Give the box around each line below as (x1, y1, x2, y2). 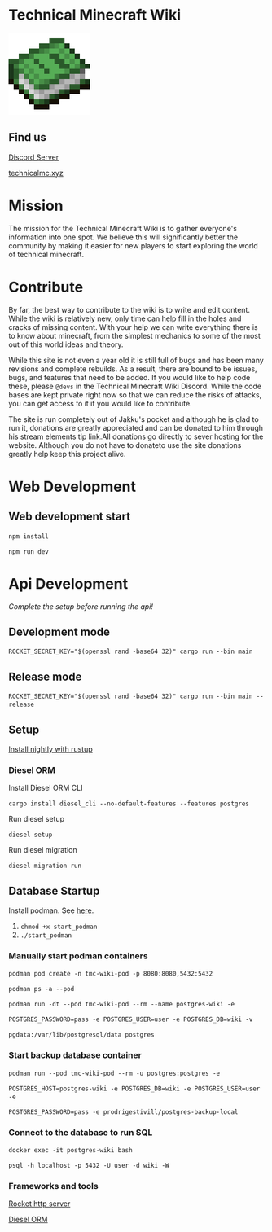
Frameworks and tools (8, 1180, 99, 1191)
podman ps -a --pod (8, 985, 75, 993)
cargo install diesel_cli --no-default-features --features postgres (8, 800, 250, 808)
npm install (8, 532, 49, 541)
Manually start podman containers (8, 950, 148, 962)
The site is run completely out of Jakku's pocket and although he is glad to (8, 414, 259, 424)
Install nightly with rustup (8, 744, 94, 754)
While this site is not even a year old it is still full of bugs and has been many (8, 355, 265, 365)
